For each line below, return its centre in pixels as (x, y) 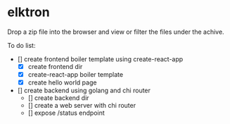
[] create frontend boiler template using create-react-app (100, 59)
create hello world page (62, 82)
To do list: (21, 45)
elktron (29, 12)
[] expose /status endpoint (66, 113)
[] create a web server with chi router (82, 106)
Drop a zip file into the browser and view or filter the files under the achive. (116, 32)
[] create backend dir (58, 98)
